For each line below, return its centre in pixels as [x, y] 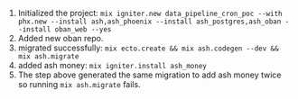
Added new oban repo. [61, 38]
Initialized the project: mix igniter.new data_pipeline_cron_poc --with [150, 13]
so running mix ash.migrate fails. [79, 84]
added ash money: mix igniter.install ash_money [112, 65]
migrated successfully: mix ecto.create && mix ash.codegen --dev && [148, 48]
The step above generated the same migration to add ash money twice [149, 75]
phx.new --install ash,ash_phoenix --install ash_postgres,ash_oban [149, 22]
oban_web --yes [83, 30]
